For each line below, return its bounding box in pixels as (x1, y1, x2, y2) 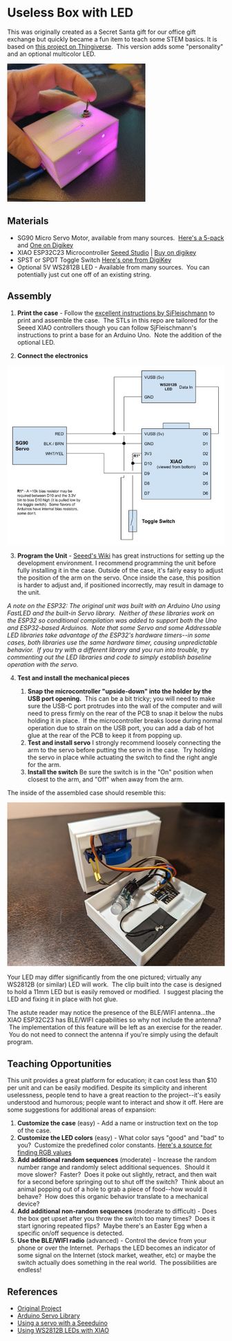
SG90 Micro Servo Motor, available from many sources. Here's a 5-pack (17, 234, 224, 242)
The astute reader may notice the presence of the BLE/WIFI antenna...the (7, 1009, 215, 1017)
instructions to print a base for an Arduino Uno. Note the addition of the (17, 330, 222, 339)
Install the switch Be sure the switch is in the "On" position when (27, 768, 213, 776)
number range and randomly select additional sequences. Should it (17, 1163, 211, 1172)
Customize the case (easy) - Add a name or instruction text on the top (17, 1119, 219, 1128)
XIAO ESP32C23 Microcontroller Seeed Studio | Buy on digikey (17, 248, 197, 256)
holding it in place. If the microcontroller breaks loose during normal (27, 716, 223, 725)
